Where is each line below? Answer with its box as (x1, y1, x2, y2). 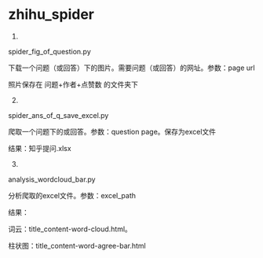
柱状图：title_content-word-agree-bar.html (8, 241, 147, 250)
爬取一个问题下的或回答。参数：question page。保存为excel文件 (8, 127, 217, 136)
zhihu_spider (8, 6, 94, 24)
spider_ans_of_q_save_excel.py (8, 110, 109, 120)
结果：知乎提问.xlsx (8, 143, 72, 153)
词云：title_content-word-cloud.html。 (8, 224, 132, 234)
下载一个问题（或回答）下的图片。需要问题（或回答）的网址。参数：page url (8, 63, 255, 72)
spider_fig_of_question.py (8, 46, 92, 56)
